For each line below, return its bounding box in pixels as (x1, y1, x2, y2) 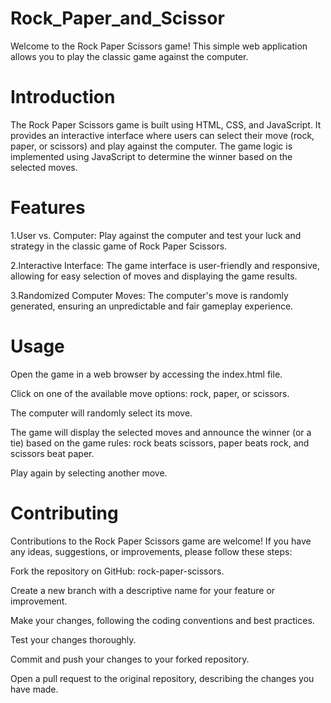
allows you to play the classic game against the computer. (10, 50, 249, 62)
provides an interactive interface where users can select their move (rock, (10, 129, 315, 141)
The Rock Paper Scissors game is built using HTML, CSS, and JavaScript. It (10, 118, 322, 131)
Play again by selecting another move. (10, 467, 168, 479)
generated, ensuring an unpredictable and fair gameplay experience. (10, 300, 294, 312)
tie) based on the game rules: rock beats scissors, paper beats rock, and (10, 437, 310, 449)
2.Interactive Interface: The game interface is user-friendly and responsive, (10, 259, 320, 271)
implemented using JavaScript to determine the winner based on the (10, 150, 293, 162)
